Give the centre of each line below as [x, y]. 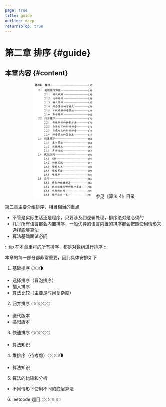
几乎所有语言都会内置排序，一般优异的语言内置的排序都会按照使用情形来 [86, 224]
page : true [16, 10]
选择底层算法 [25, 230]
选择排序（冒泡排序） [34, 280]
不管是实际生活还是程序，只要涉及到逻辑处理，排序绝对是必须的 [78, 217]
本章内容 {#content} [37, 73]
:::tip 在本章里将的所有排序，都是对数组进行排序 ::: [57, 247]
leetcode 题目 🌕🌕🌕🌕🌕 [36, 399]
